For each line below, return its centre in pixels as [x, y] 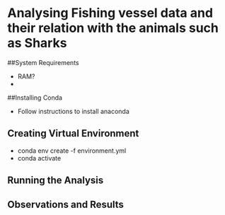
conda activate [39, 158]
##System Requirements [43, 62]
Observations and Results [65, 204]
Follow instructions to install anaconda [73, 111]
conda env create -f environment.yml [72, 151]
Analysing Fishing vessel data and [110, 13]
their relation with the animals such [113, 28]
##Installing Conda [35, 98]
